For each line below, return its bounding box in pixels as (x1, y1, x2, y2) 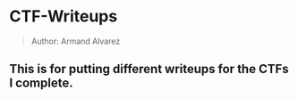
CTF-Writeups (9, 6, 118, 27)
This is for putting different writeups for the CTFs (9, 62, 289, 77)
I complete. (9, 76, 73, 91)
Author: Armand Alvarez (30, 36, 121, 46)
